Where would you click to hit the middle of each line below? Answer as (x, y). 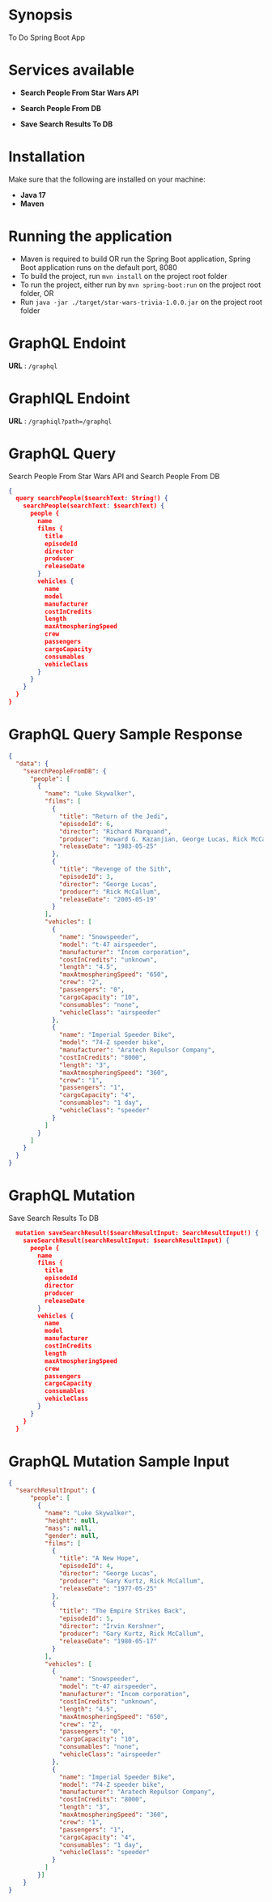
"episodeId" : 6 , (87, 824)
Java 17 (33, 195)
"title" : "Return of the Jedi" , (114, 816)
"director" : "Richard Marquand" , (116, 831)
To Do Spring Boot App (47, 37)
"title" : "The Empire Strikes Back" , (123, 1611)
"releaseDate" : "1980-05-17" (108, 1641)
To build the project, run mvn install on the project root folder (124, 276)
